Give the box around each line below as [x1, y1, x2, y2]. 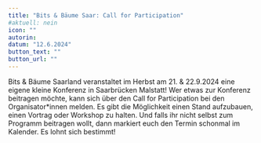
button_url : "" [8, 56, 58, 64]
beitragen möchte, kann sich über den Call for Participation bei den [8, 93, 225, 103]
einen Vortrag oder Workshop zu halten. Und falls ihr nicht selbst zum [8, 110, 234, 119]
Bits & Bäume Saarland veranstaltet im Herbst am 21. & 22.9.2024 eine [8, 76, 235, 86]
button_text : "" [8, 48, 61, 56]
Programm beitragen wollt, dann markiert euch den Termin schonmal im [8, 119, 241, 128]
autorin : [8, 33, 37, 42]
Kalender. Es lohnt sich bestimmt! [8, 126, 116, 136]
